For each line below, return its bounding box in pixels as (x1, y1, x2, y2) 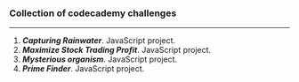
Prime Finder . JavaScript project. (21, 63, 145, 74)
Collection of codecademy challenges (9, 7, 177, 19)
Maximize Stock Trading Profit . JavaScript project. (21, 45, 212, 56)
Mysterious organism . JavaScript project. (21, 54, 178, 64)
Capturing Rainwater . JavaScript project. (21, 35, 176, 46)
